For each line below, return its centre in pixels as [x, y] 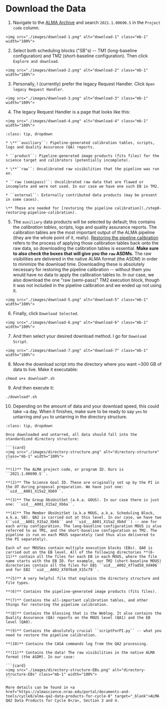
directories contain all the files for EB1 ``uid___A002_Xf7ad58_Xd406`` [84, 565]
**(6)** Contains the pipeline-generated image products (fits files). [81, 591]
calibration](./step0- [138, 208]
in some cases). [22, 199]
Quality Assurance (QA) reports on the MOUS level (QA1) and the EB [78, 618]
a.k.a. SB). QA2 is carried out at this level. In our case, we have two [84, 517]
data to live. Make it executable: [45, 369]
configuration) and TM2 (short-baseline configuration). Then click [80, 56]
